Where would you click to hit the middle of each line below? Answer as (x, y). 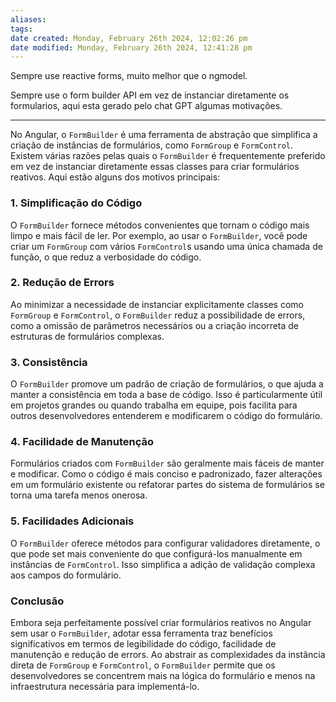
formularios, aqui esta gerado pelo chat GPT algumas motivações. (146, 106)
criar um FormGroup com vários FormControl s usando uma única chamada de (166, 246)
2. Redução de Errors (62, 283)
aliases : (28, 19)
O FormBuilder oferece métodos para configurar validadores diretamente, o (165, 543)
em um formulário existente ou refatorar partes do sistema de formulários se (167, 485)
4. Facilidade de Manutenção (82, 442)
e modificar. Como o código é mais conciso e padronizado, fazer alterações (166, 474)
